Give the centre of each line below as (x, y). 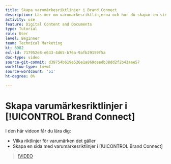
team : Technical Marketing (34, 43)
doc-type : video (22, 57)
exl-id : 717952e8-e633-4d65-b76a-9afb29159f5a (55, 52)
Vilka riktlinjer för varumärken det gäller (54, 141)
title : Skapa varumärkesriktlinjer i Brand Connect (61, 10)
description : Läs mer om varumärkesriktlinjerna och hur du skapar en (82, 15)
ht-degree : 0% (20, 76)
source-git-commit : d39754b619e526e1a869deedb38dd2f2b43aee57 (73, 62)
